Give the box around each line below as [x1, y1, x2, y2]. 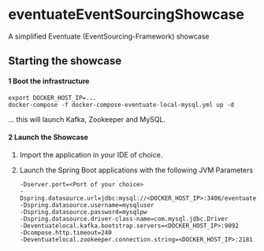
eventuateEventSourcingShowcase [8, 6, 245, 24]
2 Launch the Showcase [8, 132, 89, 142]
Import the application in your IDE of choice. [19, 149, 163, 159]
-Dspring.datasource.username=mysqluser [19, 201, 154, 209]
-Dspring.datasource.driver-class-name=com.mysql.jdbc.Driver [19, 215, 229, 223]
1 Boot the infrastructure [8, 76, 90, 86]
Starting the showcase [8, 54, 122, 68]
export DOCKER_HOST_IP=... [8, 94, 97, 102]
